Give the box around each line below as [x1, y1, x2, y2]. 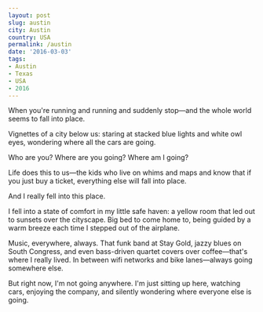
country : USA [8, 33, 51, 42]
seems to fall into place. [8, 114, 86, 124]
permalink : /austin [8, 41, 72, 49]
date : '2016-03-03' [8, 48, 72, 56]
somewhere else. [8, 263, 64, 273]
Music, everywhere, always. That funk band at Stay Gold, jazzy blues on [8, 238, 242, 248]
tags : [8, 56, 26, 63]
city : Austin [8, 26, 51, 34]
